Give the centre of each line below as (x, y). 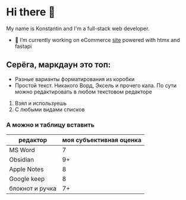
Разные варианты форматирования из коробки (75, 79)
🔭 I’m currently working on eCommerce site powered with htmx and (97, 40)
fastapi (23, 46)
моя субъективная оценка (102, 140)
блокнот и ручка (33, 189)
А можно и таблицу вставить (51, 125)
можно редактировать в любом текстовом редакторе (83, 92)
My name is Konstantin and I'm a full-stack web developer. (78, 28)
